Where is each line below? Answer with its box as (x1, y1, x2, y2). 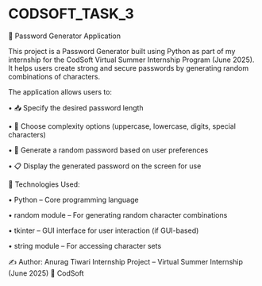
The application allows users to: (8, 87, 113, 96)
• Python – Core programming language (8, 195, 139, 204)
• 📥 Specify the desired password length (8, 102, 144, 112)
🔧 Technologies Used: (8, 180, 80, 189)
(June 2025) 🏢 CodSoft (8, 268, 84, 278)
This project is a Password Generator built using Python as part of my (8, 46, 236, 56)
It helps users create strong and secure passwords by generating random (8, 63, 249, 72)
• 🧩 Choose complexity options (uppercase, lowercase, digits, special (8, 121, 237, 131)
